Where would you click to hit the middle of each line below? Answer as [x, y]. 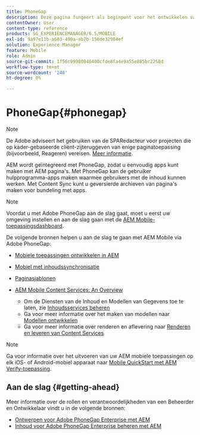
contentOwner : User [30, 23]
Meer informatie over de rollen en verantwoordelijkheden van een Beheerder [100, 402]
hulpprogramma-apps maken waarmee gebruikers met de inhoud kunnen [96, 178]
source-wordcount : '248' [37, 73]
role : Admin [21, 56]
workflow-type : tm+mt [33, 67]
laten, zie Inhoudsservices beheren [67, 308]
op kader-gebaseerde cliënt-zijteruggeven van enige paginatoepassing [93, 147]
